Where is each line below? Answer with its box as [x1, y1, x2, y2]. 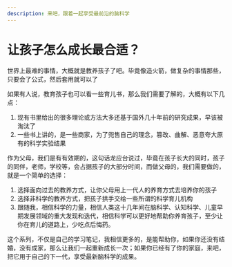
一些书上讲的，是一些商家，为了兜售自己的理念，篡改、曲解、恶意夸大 [17, 130, 217, 138]
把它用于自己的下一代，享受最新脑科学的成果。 [7, 252, 140, 260]
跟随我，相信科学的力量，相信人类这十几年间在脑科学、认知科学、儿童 [17, 203, 217, 211]
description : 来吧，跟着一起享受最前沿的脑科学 [7, 10, 130, 17]
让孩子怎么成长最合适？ [7, 42, 141, 57]
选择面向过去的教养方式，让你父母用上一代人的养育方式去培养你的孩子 [17, 185, 217, 194]
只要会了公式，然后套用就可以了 [7, 75, 98, 83]
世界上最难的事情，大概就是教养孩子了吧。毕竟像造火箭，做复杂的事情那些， [7, 66, 225, 75]
